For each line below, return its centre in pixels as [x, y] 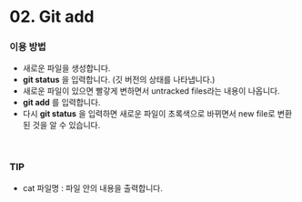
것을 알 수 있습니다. [66, 126]
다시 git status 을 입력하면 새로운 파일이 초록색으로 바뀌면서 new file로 [149, 114]
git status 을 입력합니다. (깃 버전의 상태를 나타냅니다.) [119, 80]
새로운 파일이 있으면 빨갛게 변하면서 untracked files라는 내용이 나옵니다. [151, 91]
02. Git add [52, 17]
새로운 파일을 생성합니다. [66, 68]
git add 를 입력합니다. [61, 103]
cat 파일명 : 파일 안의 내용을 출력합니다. [93, 187]
